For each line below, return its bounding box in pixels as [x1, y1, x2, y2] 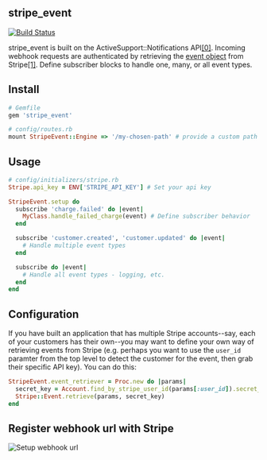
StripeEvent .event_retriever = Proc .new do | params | [8, 377, 187, 386]
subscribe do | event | [15, 263, 87, 271]
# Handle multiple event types [22, 242, 126, 249]
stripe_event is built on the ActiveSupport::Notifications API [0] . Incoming [8, 43, 246, 52]
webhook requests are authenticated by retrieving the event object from [8, 51, 244, 60]
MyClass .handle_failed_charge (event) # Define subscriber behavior [22, 212, 250, 221]
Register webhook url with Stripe [8, 422, 175, 435]
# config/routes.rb [8, 126, 73, 133]
